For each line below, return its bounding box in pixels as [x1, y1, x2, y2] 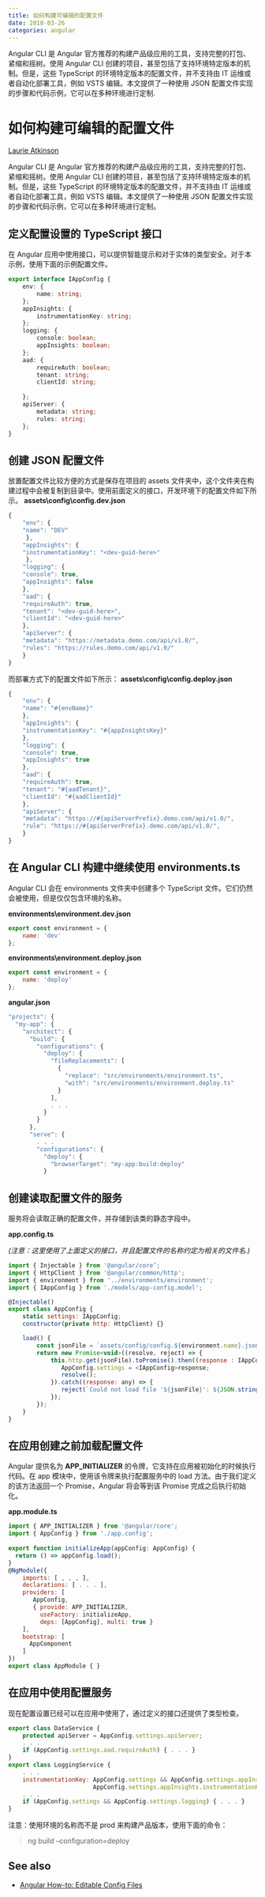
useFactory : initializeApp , [39, 1611, 132, 1619]
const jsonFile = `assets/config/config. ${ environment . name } [36, 1342, 242, 1350]
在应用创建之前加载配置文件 [8, 1439, 144, 1452]
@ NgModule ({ [8, 1566, 47, 1574]
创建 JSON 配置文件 [8, 453, 105, 467]
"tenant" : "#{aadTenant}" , [22, 785, 111, 793]
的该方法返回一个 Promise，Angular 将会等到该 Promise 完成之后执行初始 [8, 1481, 247, 1491]
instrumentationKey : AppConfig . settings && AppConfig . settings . [22, 1775, 238, 1784]
